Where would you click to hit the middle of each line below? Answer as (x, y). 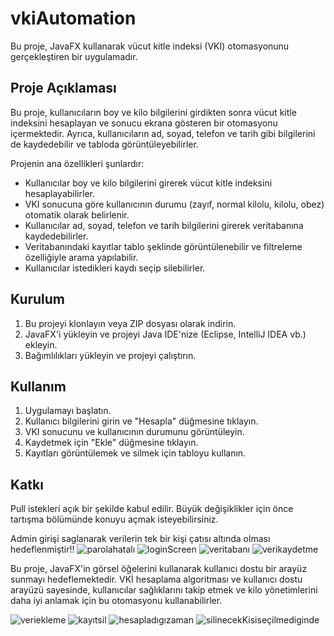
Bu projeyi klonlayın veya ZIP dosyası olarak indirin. (130, 323)
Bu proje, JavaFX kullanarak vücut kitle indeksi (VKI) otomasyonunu (150, 46)
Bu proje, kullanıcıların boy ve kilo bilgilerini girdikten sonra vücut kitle (153, 112)
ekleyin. (41, 344)
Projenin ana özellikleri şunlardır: (77, 163)
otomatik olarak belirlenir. (77, 214)
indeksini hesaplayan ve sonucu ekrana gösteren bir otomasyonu (144, 123)
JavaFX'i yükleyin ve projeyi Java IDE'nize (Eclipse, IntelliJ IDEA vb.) (165, 334)
